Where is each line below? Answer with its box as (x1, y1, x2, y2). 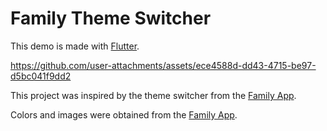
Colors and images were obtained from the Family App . (10, 108, 238, 121)
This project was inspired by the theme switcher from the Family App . (10, 89, 297, 101)
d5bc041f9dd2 (10, 70, 72, 82)
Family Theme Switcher (10, 7, 212, 30)
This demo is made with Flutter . (10, 40, 140, 52)
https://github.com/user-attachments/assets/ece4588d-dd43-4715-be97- (10, 59, 317, 71)
